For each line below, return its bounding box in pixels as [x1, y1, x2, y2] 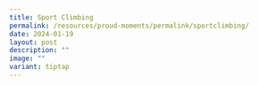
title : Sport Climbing [9, 12, 94, 22]
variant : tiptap [9, 63, 70, 72]
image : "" [9, 54, 46, 63]
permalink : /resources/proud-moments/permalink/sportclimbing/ [9, 21, 250, 30]
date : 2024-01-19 [9, 29, 74, 38]
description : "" [9, 46, 70, 55]
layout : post [9, 37, 58, 47]
